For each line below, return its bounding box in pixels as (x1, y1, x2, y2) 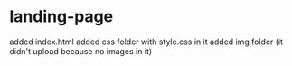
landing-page (9, 6, 114, 27)
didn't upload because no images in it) (9, 45, 153, 56)
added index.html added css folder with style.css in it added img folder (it (9, 36, 283, 47)
